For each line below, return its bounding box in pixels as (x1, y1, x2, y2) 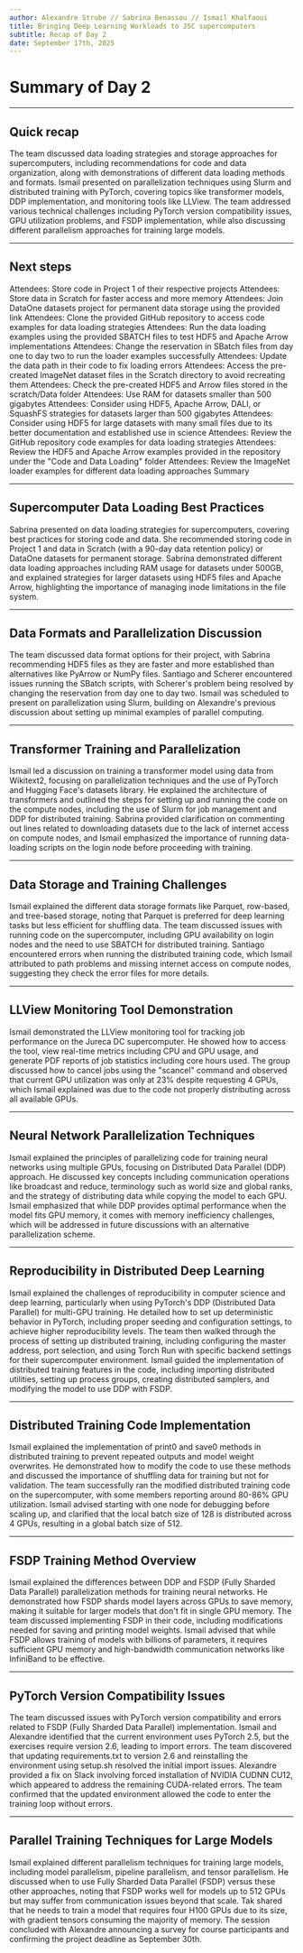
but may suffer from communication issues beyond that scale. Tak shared (9, 1895, 282, 1906)
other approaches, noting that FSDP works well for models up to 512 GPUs (9, 1885, 286, 1896)
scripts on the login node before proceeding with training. (39, 843, 253, 853)
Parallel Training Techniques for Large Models (9, 1833, 273, 1848)
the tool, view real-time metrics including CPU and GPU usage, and (9, 1046, 259, 1056)
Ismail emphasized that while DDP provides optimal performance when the (9, 1200, 287, 1211)
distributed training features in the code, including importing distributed (9, 1364, 275, 1375)
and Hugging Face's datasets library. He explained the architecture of (9, 785, 268, 796)
